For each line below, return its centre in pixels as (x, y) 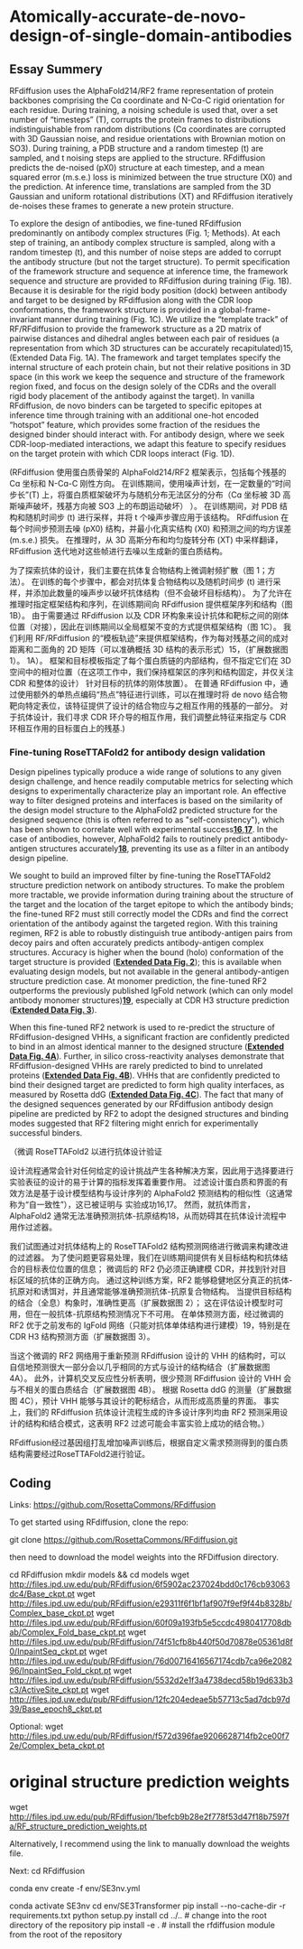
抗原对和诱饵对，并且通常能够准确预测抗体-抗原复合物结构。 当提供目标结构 (151, 1292)
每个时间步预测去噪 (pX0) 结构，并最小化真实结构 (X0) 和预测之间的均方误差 (151, 529)
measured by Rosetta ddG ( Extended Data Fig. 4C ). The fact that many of (147, 1095)
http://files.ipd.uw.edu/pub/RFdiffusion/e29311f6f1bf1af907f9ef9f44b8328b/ (151, 1603)
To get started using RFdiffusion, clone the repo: (99, 1522)
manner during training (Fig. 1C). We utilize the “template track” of (166, 319)
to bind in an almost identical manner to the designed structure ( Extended (147, 1047)
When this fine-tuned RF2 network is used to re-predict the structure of (142, 1027)
